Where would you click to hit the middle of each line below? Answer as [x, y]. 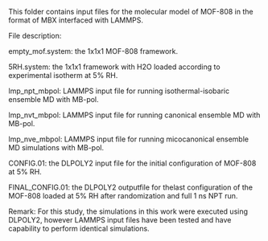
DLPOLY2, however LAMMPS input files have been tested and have [120, 220]
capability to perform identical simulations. [79, 229]
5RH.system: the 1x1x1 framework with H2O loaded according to [114, 67]
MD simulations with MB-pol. [56, 147]
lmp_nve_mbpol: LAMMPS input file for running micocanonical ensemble [129, 139]
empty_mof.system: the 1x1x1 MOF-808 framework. [93, 51]
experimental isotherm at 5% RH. [63, 75]
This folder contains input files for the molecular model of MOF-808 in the [131, 12]
